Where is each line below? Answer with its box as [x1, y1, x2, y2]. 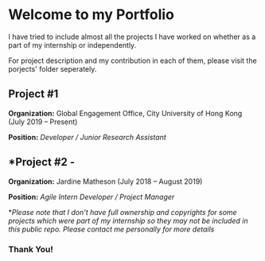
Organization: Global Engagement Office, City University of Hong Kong [8, 108, 243, 118]
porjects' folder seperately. [8, 64, 97, 73]
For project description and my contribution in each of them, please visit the [8, 56, 257, 65]
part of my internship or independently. [8, 40, 137, 49]
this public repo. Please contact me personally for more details [8, 224, 215, 234]
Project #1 [8, 88, 59, 101]
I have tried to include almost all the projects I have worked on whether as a [8, 32, 256, 41]
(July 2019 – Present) [8, 117, 78, 127]
